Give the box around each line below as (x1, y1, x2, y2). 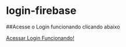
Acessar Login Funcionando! (6, 34, 74, 41)
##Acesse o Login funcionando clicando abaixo (6, 23, 120, 30)
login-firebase (6, 4, 77, 17)
